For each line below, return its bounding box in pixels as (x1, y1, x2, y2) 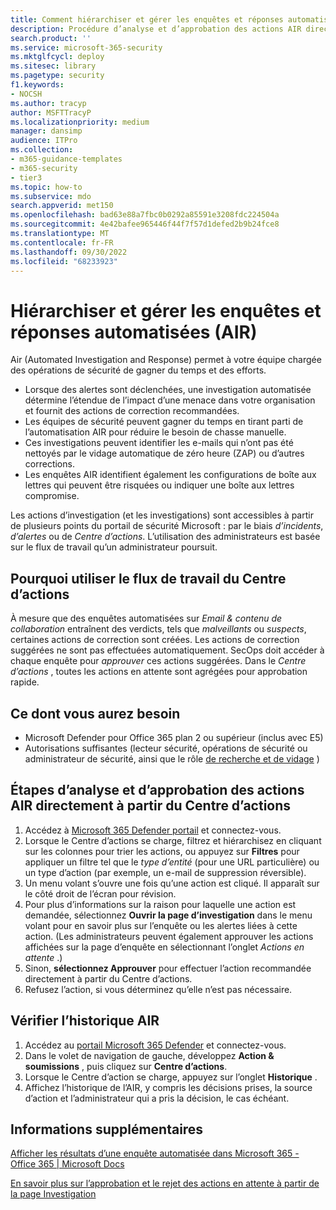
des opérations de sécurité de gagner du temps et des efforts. (10, 364, 267, 376)
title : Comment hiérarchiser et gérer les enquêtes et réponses (10, 14, 284, 25)
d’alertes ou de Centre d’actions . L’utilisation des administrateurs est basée (10, 531, 321, 543)
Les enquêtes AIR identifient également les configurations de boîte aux (24, 469, 317, 481)
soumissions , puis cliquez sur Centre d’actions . (24, 1060, 228, 1072)
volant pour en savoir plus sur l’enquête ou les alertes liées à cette (24, 919, 298, 931)
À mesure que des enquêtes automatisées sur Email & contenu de (10, 612, 283, 625)
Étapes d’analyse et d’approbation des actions (10, 782, 305, 799)
